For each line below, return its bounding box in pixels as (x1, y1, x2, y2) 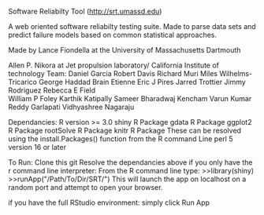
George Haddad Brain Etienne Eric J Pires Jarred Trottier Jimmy (39, 78, 246, 86)
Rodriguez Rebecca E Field (8, 86, 96, 95)
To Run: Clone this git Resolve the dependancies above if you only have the (8, 158, 253, 167)
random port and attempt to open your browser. (8, 183, 163, 191)
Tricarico (8, 78, 38, 86)
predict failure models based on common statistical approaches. (8, 31, 217, 39)
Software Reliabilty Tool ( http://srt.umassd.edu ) (8, 7, 162, 16)
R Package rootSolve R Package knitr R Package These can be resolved (8, 126, 242, 135)
